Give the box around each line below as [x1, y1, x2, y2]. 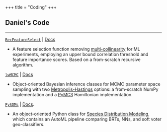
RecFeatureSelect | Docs [5, 36, 56, 42]
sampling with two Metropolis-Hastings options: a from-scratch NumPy [12, 86, 159, 92]
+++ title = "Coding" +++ [5, 4, 57, 10]
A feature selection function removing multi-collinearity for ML [12, 46, 140, 52]
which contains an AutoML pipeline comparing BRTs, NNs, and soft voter [12, 116, 162, 122]
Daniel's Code [5, 18, 50, 27]
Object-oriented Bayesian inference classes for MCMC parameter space [12, 81, 161, 87]
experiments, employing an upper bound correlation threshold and [12, 51, 149, 57]
